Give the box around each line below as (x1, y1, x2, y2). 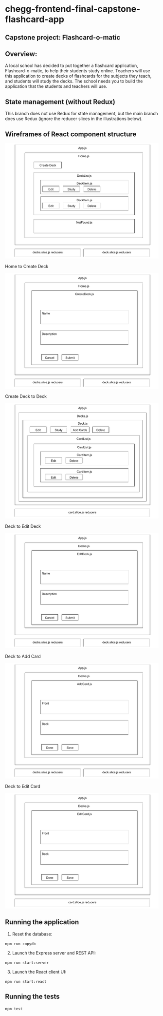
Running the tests (5, 993, 60, 1001)
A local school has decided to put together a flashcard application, (5, 62, 139, 69)
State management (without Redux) (5, 98, 115, 106)
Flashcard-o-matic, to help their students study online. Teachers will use (5, 68, 150, 74)
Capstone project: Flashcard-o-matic (5, 33, 121, 41)
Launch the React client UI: (12, 969, 67, 975)
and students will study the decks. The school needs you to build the (5, 78, 143, 84)
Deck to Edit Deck (5, 523, 41, 529)
